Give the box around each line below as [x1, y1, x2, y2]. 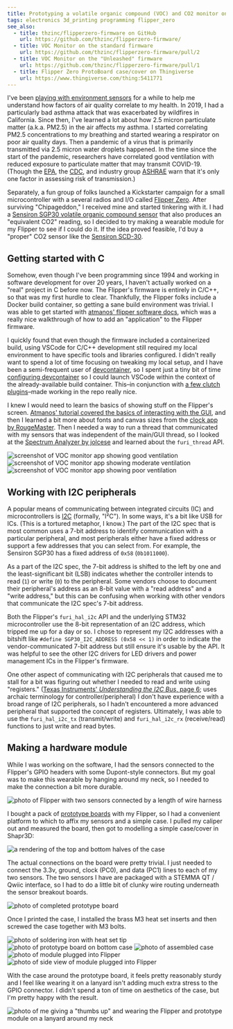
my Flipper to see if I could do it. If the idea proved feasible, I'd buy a [7, 225, 203, 233]
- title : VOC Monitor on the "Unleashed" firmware [13, 56, 163, 62]
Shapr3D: [7, 831, 35, 840]
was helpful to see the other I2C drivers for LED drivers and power [7, 649, 197, 658]
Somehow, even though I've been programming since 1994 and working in [7, 271, 220, 280]
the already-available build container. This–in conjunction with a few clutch [7, 380, 221, 389]
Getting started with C [7, 253, 105, 264]
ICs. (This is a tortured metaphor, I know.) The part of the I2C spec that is [7, 520, 216, 527]
